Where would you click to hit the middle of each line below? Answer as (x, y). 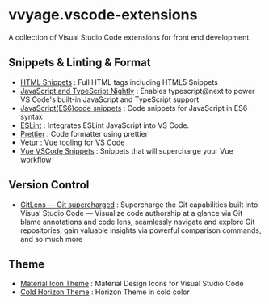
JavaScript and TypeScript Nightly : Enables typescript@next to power (137, 91)
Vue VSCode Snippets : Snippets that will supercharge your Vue (126, 150)
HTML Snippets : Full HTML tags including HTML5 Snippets (119, 82)
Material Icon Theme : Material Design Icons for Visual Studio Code (132, 284)
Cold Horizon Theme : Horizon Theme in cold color (105, 292)
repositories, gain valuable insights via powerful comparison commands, (141, 230)
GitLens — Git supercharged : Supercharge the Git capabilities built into (139, 205)
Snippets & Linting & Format (80, 63)
